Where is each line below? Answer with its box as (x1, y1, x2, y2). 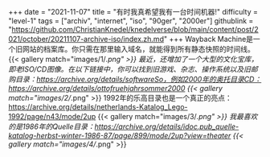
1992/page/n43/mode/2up (8, 112, 96, 121)
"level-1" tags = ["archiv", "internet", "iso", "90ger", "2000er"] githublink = (8, 16, 254, 26)
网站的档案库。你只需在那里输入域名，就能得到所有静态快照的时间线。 (22, 44, 255, 54)
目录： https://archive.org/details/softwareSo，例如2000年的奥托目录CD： (14, 75, 262, 84)
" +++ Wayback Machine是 (163, 35, 254, 43)
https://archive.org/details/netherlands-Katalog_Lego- (8, 102, 188, 111)
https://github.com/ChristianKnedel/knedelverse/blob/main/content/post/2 (11, 25, 259, 34)
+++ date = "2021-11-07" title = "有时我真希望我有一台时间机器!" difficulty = (8, 7, 259, 16)
